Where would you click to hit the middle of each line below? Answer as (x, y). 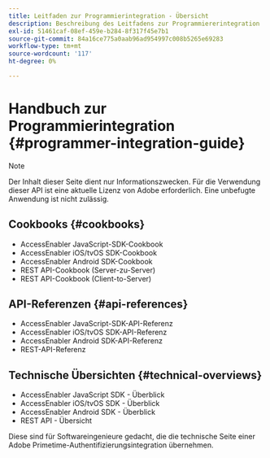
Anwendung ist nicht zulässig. (59, 198)
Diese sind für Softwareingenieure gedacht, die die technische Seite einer (132, 437)
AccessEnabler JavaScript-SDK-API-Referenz (96, 324)
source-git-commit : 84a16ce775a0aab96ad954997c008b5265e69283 (116, 39)
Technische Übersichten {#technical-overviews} (135, 375)
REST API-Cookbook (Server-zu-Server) (88, 270)
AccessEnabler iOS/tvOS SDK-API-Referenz (94, 332)
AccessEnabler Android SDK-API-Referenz (91, 341)
